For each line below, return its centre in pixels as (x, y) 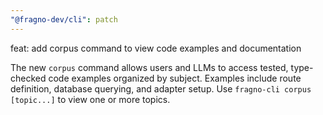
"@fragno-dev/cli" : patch (64, 19)
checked (28, 78)
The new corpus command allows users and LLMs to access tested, (149, 67)
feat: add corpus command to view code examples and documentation (156, 48)
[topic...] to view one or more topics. (90, 99)
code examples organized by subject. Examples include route (175, 78)
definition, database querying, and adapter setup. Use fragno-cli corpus (161, 88)
